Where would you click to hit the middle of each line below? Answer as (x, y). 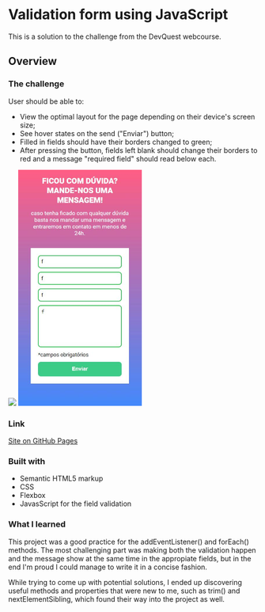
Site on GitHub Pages (43, 440)
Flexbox (32, 496)
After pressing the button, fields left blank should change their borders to (138, 150)
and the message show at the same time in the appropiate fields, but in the (130, 558)
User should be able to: (46, 101)
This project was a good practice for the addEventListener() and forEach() (129, 542)
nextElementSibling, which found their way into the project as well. (117, 599)
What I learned (37, 524)
